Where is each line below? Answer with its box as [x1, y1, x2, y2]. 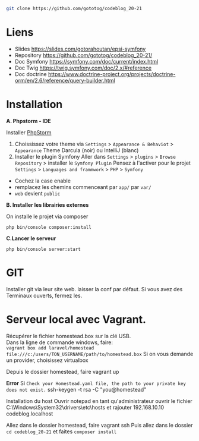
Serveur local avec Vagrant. [6, 313, 147, 326]
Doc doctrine [14, 70, 48, 77]
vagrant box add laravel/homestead [6, 345, 94, 351]
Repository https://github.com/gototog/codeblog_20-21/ [14, 51, 153, 59]
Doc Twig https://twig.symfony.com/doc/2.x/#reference [14, 64, 152, 71]
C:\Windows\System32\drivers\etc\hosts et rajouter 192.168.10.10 [6, 404, 165, 411]
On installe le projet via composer [6, 213, 89, 220]
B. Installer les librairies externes [6, 201, 89, 208]
